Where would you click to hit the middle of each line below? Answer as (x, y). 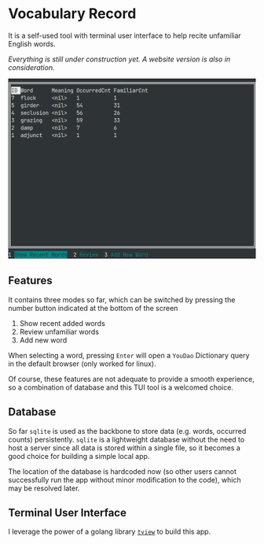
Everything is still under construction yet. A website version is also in (119, 59)
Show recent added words (62, 323)
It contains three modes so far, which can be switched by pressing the (122, 299)
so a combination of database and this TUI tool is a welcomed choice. (121, 387)
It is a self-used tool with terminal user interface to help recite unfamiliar (125, 35)
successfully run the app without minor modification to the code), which (125, 479)
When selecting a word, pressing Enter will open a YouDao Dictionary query (129, 355)
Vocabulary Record (72, 14)
